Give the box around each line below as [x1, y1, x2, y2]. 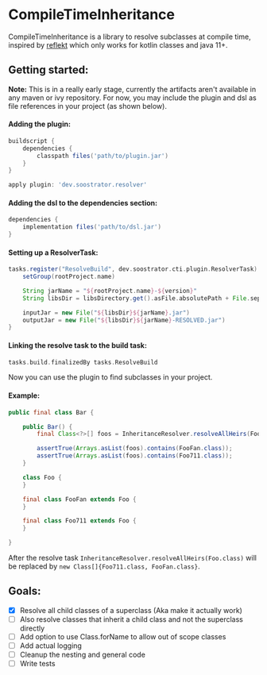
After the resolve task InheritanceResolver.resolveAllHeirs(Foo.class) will [8, 553, 257, 563]
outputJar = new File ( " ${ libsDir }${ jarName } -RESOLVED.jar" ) [22, 316, 226, 324]
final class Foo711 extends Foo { [22, 517, 137, 525]
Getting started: [8, 64, 89, 77]
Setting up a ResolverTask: [8, 248, 99, 257]
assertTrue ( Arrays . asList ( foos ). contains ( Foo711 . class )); [37, 452, 233, 460]
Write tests [19, 659, 56, 669]
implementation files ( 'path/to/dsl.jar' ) [22, 223, 161, 231]
